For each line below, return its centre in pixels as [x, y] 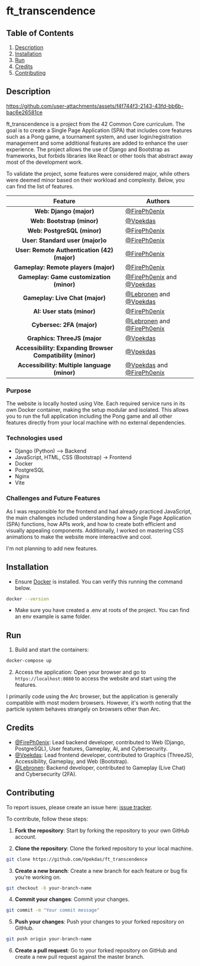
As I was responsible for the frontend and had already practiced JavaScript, [99, 511]
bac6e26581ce [24, 112]
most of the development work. [45, 162]
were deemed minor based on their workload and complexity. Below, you [96, 180]
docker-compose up [29, 661]
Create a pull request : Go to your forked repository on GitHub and [96, 950]
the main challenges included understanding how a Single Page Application [99, 518]
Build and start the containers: [52, 650]
